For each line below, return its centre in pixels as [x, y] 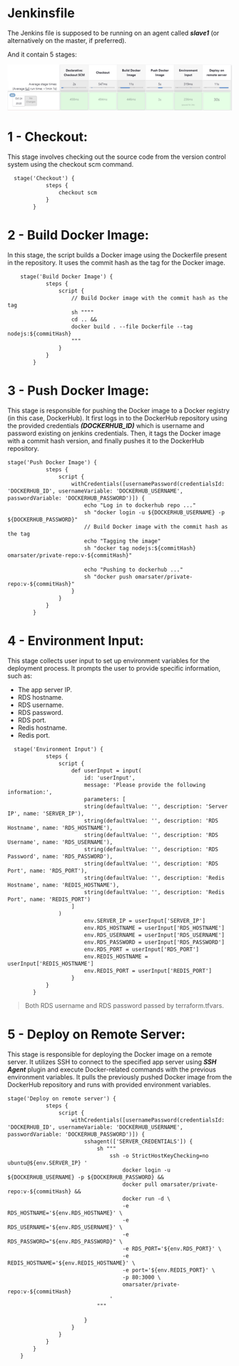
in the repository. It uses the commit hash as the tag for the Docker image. [117, 263]
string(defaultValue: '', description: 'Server [156, 807]
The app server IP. [45, 690]
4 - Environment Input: [76, 641]
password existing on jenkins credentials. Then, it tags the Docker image [114, 433]
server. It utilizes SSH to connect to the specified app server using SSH [112, 1061]
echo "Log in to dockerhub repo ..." [140, 505]
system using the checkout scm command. [71, 164]
